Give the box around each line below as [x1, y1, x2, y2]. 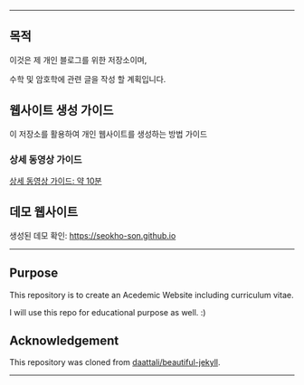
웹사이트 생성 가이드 [9, 103, 114, 118]
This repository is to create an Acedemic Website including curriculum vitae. [9, 289, 294, 300]
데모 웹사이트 [9, 204, 79, 220]
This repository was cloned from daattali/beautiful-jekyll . [9, 357, 221, 368]
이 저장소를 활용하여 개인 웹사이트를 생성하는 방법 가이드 [9, 128, 208, 139]
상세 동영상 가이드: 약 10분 [9, 175, 102, 186]
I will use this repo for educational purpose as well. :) [9, 306, 206, 317]
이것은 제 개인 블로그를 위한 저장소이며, [9, 54, 147, 65]
